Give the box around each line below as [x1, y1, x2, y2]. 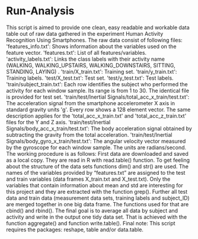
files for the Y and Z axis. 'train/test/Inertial [6, 118, 111, 125]
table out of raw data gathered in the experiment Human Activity [6, 30, 164, 37]
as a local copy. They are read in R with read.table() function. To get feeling [6, 156, 190, 163]
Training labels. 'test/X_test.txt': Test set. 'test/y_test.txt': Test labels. [6, 74, 174, 81]
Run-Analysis [6, 4, 75, 18]
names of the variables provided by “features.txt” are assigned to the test [6, 169, 186, 176]
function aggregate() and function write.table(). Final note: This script [6, 219, 176, 227]
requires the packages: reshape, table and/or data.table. [6, 226, 144, 233]
